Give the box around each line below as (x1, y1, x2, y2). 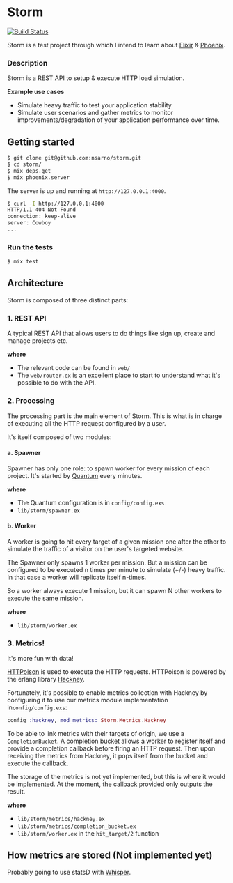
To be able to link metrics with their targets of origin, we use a (7, 730, 184, 738)
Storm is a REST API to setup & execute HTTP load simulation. (7, 74, 185, 82)
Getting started (7, 136, 75, 148)
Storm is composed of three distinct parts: (7, 295, 129, 304)
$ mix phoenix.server (7, 174, 70, 181)
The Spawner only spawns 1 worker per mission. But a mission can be (7, 558, 207, 567)
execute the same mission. (7, 594, 84, 602)
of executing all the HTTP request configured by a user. (7, 419, 166, 427)
